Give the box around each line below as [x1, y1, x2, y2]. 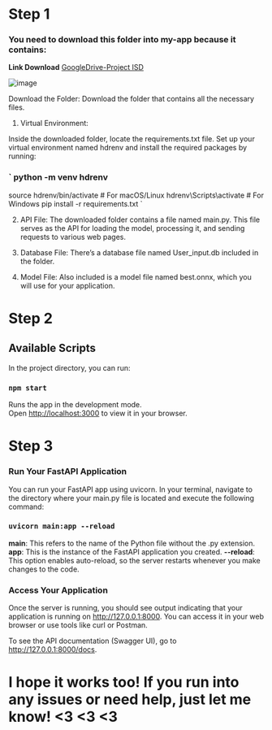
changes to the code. [8, 564, 80, 574]
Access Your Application [8, 584, 108, 596]
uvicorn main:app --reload [8, 522, 115, 531]
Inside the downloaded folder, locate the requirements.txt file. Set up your [8, 134, 256, 144]
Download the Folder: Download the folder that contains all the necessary [8, 94, 254, 104]
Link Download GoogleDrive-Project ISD [8, 63, 145, 72]
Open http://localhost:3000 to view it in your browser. [8, 408, 188, 419]
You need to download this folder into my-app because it [8, 34, 236, 46]
